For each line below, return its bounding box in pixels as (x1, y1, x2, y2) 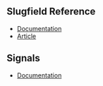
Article (16, 32, 37, 40)
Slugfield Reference (6, 6, 96, 18)
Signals (6, 52, 40, 64)
